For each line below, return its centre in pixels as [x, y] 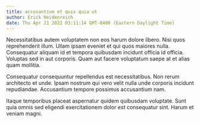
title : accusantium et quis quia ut [52, 12]
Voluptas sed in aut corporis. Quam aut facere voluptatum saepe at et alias [98, 59]
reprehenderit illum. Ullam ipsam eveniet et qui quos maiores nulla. [88, 46]
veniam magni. [24, 113]
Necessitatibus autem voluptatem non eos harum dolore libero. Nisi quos [96, 40]
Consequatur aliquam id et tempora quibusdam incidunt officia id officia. [95, 53]
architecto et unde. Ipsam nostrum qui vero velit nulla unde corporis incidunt [100, 83]
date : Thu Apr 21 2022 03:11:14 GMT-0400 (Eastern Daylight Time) [90, 23]
